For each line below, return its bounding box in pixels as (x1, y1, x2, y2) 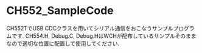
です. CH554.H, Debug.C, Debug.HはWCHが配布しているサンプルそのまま (11, 32, 197, 40)
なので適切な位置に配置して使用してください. (6, 40, 120, 47)
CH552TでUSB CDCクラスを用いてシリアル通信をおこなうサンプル (6, 24, 173, 32)
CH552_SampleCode (6, 4, 114, 18)
